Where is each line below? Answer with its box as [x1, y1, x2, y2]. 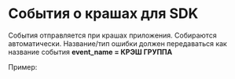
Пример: [8, 62, 38, 71]
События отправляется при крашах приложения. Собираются [8, 31, 218, 40]
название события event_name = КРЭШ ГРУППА [8, 47, 173, 56]
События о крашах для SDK [8, 5, 199, 23]
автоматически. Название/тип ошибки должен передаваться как [8, 38, 228, 48]
